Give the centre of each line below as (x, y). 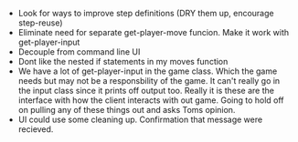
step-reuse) (40, 23)
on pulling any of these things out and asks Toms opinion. (127, 110)
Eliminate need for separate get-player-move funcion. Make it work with (154, 32)
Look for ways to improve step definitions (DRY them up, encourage (146, 13)
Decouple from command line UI (79, 52)
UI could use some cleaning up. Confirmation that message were (140, 119)
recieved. (36, 129)
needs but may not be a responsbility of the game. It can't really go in (149, 81)
